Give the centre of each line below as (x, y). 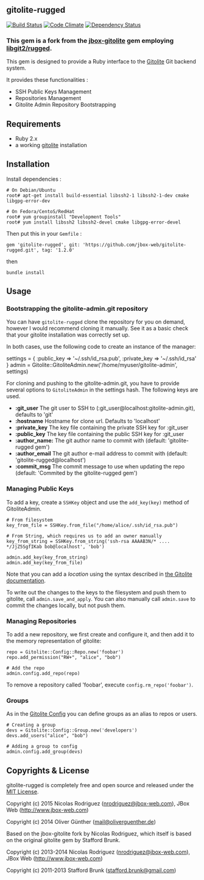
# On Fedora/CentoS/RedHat (40, 211)
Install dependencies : (34, 179)
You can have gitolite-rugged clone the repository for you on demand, (96, 322)
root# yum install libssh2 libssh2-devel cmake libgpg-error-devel (94, 222)
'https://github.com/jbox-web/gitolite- (135, 245)
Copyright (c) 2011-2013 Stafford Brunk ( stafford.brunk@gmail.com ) (91, 870)
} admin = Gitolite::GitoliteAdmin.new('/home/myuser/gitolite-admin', (92, 365)
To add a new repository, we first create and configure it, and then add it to (100, 635)
